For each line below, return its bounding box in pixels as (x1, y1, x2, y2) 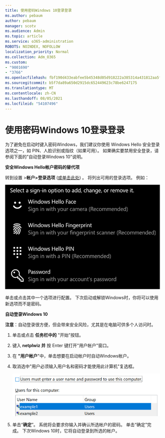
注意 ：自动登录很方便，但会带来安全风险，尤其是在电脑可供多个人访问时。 (5, 322, 156, 328)
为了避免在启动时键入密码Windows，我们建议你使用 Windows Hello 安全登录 (5, 141, 160, 147)
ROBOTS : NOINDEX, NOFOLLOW (5, 44, 60, 49)
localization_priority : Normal (5, 49, 69, 54)
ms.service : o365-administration (5, 39, 74, 44)
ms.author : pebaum (5, 13, 43, 18)
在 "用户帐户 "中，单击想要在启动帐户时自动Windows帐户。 (12, 353, 132, 358)
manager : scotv (5, 24, 36, 28)
